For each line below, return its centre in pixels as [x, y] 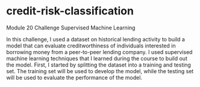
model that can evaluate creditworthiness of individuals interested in [91, 46]
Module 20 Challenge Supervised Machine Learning [71, 28]
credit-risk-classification [70, 11]
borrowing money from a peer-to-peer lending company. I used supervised [99, 52]
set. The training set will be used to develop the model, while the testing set [100, 71]
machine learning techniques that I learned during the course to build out [97, 58]
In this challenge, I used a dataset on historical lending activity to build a [96, 39]
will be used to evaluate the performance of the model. [74, 77]
